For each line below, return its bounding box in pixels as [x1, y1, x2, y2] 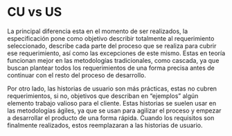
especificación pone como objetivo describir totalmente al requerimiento [7, 34, 215, 42]
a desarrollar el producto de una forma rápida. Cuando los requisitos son [7, 113, 215, 122]
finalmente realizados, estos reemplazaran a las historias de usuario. [7, 121, 203, 129]
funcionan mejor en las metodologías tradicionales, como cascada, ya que [7, 56, 220, 64]
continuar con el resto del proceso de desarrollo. [7, 70, 147, 79]
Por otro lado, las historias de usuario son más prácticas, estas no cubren [7, 84, 217, 93]
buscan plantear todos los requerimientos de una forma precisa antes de [7, 64, 215, 72]
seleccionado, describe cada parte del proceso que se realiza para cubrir [7, 41, 217, 50]
